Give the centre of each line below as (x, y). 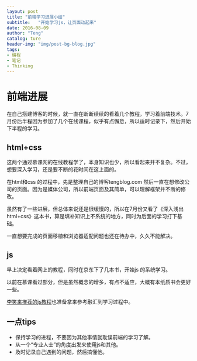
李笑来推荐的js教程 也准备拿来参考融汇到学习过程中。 (70, 301)
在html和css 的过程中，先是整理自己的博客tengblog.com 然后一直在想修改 (96, 182)
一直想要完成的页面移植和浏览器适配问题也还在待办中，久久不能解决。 (91, 236)
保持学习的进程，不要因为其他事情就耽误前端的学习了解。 (84, 337)
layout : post (23, 11)
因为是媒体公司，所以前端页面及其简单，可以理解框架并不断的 (106, 189)
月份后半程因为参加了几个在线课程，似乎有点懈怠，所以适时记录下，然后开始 (99, 121)
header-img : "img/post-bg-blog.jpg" (51, 44)
